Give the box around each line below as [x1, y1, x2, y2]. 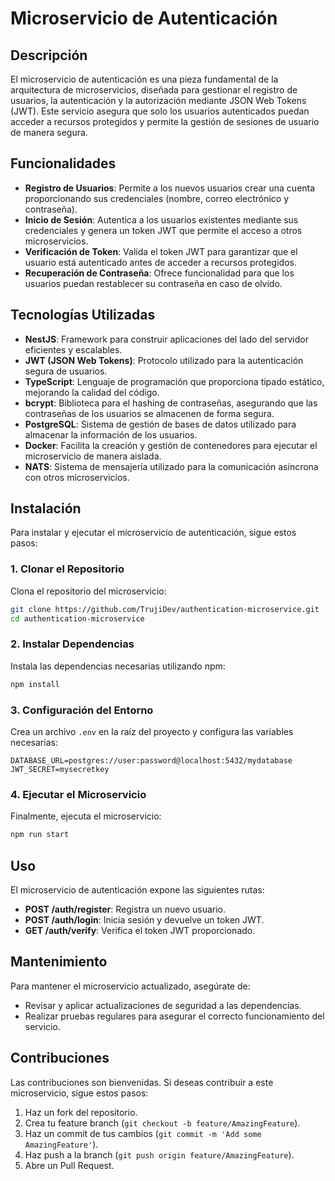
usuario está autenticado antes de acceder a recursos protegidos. [24, 256, 297, 268]
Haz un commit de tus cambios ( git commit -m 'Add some [24, 1127, 262, 1139]
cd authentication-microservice [10, 613, 145, 624]
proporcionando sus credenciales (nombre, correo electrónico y [24, 192, 290, 204]
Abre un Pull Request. [24, 1159, 115, 1171]
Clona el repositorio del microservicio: [10, 585, 167, 597]
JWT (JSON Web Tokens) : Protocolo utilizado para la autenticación [24, 354, 304, 366]
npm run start [10, 830, 70, 840]
